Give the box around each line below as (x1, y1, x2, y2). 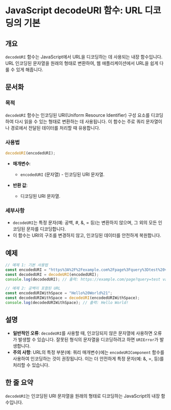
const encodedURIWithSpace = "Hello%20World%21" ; (5, 291, 113, 296)
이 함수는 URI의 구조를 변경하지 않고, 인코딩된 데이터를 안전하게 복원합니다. (12, 233, 161, 239)
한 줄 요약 (5, 378, 34, 387)
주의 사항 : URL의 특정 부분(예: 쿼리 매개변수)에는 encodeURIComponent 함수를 (12, 349, 164, 355)
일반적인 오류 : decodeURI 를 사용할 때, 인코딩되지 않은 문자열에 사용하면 (12, 330, 153, 336)
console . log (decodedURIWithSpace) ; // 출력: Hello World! (5, 300, 129, 305)
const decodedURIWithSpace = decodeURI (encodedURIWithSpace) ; (5, 295, 140, 301)
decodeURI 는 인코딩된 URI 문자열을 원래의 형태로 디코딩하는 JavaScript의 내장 (5, 393, 160, 399)
